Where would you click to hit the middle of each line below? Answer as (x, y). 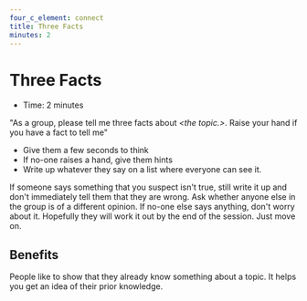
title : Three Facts (47, 26)
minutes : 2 (30, 35)
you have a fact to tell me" (58, 132)
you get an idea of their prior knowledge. (86, 286)
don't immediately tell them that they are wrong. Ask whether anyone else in (153, 197)
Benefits (34, 255)
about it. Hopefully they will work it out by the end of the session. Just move (153, 216)
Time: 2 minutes (53, 105)
